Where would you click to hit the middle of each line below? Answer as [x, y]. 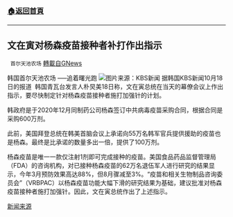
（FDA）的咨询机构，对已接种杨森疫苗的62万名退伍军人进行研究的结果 [108, 166]
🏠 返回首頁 [26, 10]
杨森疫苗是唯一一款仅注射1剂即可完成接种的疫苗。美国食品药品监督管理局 [112, 157]
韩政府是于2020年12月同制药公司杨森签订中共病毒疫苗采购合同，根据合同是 [115, 110]
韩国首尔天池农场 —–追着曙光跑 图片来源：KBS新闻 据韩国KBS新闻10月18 [115, 78]
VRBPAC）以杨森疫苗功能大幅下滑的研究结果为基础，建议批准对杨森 [125, 183]
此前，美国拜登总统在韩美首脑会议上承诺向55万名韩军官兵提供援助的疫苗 [111, 134]
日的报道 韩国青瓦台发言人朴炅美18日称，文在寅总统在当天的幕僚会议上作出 [115, 87]
